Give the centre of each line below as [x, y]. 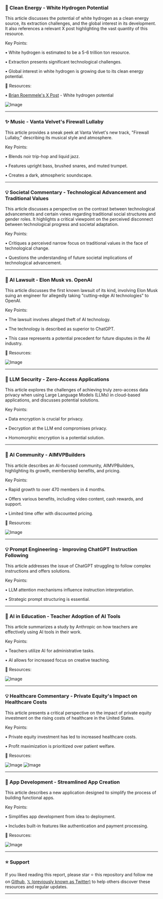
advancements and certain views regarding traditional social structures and [81, 214]
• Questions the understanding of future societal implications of [69, 257]
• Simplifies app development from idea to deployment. [60, 816]
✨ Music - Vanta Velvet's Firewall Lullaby [54, 122]
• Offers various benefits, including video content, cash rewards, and [74, 498]
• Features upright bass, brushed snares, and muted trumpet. [66, 166]
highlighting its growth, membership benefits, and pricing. [63, 470]
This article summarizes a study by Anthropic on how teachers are [71, 627]
